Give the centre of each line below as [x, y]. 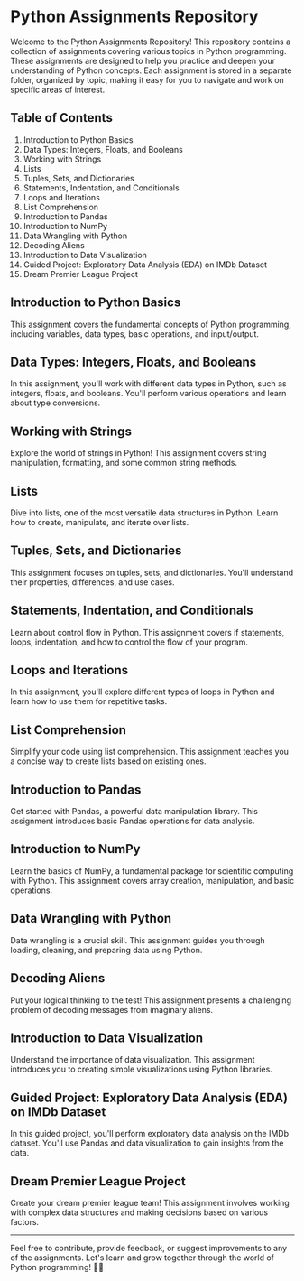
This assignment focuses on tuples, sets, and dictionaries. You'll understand [152, 572]
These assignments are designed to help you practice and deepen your [143, 60]
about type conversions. [55, 403]
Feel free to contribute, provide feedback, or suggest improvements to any [149, 1248]
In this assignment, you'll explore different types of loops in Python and [143, 692]
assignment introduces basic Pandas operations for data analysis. [133, 821]
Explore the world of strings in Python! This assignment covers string [138, 453]
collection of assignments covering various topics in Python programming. [148, 51]
